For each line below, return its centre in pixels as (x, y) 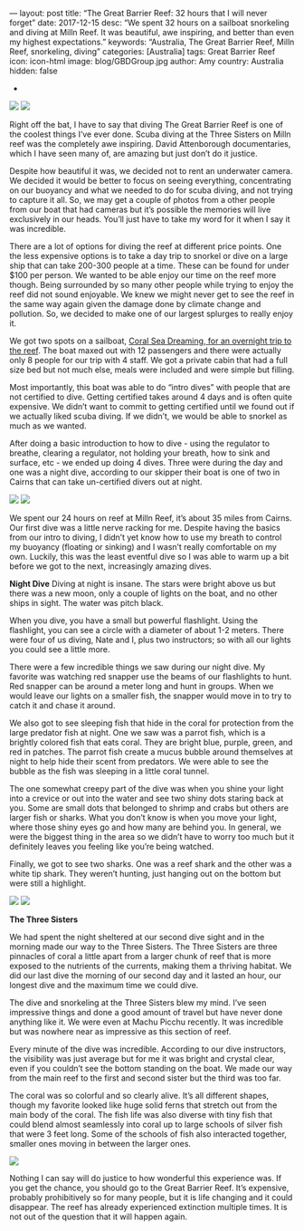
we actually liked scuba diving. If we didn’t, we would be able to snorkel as (148, 416)
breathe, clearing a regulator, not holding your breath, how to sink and (140, 453)
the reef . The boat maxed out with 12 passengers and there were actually (146, 351)
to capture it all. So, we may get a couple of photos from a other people (142, 200)
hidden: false (33, 71)
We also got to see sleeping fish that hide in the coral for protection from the (152, 723)
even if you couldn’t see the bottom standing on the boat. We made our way (151, 1068)
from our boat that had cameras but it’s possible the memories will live (140, 209)
